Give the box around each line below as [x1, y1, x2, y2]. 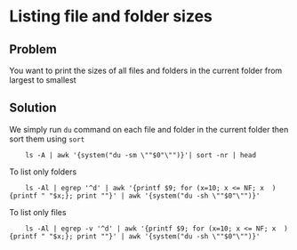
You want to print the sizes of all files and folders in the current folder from [9, 65, 283, 76]
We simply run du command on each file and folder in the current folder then [9, 124, 289, 134]
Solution [9, 101, 57, 116]
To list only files [9, 206, 67, 217]
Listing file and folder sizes [9, 6, 213, 27]
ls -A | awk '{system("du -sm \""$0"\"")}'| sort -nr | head [25, 150, 256, 159]
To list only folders [9, 166, 77, 177]
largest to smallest [9, 75, 77, 85]
